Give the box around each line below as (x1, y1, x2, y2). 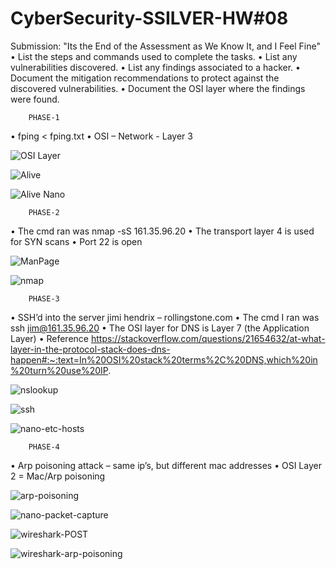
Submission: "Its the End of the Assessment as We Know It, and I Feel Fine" (10, 40, 321, 52)
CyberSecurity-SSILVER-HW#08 (10, 7, 289, 30)
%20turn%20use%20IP (10, 364, 109, 376)
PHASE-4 (28, 442, 60, 452)
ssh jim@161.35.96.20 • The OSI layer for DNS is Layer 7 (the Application (10, 322, 310, 334)
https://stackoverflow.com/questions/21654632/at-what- (90, 332, 326, 344)
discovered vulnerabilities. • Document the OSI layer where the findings (10, 82, 306, 94)
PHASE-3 (28, 293, 60, 304)
